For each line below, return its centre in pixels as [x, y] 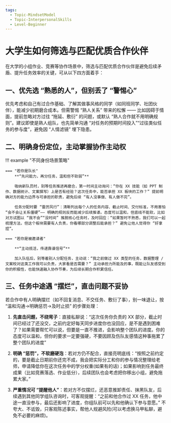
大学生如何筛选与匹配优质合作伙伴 [77, 51]
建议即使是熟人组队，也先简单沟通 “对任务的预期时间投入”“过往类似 [87, 123]
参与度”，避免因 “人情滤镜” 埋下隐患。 [54, 129]
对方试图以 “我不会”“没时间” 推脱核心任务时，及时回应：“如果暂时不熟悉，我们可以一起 [86, 218]
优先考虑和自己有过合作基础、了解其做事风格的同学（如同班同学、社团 [79, 104]
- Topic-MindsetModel [33, 15]
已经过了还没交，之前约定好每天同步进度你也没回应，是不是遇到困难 [89, 323]
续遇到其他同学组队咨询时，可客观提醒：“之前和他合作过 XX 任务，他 [85, 396]
